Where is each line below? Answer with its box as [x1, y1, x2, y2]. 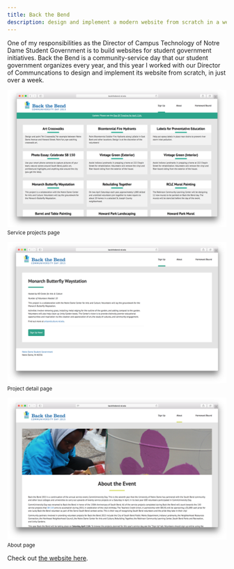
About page [7, 542, 36, 549]
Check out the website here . [7, 554, 88, 563]
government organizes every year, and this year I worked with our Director [7, 61, 221, 69]
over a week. [7, 75, 45, 84]
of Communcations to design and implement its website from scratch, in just [7, 68, 226, 77]
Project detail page [7, 386, 53, 393]
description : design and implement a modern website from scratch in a [7, 18, 219, 26]
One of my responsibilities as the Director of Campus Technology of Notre [7, 38, 220, 47]
